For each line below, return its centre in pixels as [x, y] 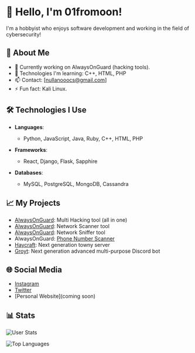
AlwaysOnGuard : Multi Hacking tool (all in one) [71, 220]
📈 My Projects [33, 203]
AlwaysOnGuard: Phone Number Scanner [65, 239]
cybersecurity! [24, 34]
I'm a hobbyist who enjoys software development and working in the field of [97, 28]
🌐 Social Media [34, 269]
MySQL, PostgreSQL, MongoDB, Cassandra [76, 184]
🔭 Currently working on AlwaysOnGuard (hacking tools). [82, 67]
